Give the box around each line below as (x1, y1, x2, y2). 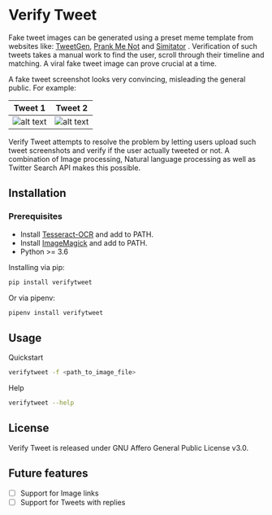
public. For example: (8, 83, 77, 93)
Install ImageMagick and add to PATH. (19, 238, 148, 247)
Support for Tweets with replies (19, 497, 126, 507)
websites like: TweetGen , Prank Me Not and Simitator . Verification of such (8, 41, 257, 50)
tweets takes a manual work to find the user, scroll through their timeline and (8, 50, 265, 59)
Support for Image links (19, 488, 99, 498)
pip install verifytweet (8, 278, 93, 286)
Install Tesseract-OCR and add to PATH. (19, 229, 154, 239)
